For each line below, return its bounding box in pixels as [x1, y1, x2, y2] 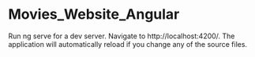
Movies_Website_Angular [8, 5, 180, 23]
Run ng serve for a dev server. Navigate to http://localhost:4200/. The [8, 31, 235, 41]
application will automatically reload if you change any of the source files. [8, 39, 247, 48]
